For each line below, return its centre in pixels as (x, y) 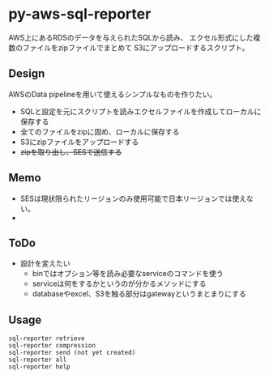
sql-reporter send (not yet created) (72, 353)
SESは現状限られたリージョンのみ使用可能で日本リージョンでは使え (133, 198)
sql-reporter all (38, 360)
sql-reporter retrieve (47, 339)
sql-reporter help (39, 367)
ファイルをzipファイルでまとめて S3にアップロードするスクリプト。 (136, 47)
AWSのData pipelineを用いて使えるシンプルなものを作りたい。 (113, 94)
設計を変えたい (45, 263)
